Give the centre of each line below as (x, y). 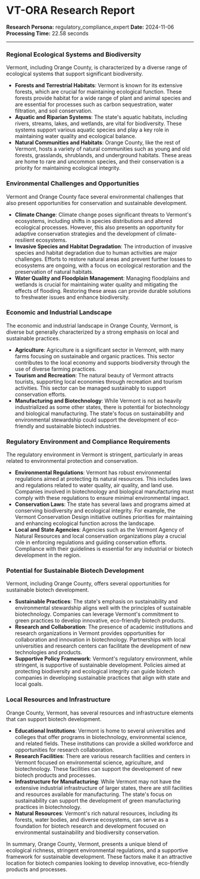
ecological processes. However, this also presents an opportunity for (99, 227)
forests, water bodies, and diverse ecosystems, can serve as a (91, 819)
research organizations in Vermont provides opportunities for (90, 633)
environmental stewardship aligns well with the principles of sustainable (103, 608)
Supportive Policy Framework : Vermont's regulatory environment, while (104, 659)
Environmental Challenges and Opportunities (73, 184)
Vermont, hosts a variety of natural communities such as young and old (102, 149)
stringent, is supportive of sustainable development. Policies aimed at (100, 665)
